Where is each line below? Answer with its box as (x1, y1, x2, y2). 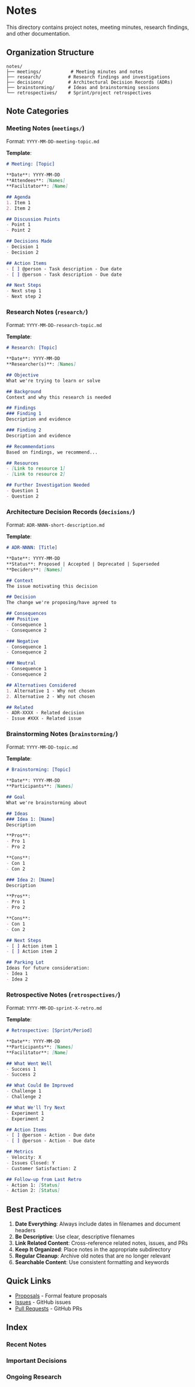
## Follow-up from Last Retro (6, 1176, 82, 1182)
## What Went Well (6, 1061, 52, 1067)
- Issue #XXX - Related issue (6, 715, 82, 722)
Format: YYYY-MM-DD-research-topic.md (6, 322, 102, 329)
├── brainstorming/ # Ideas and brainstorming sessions (6, 84, 160, 90)
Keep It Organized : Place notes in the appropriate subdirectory (14, 1246, 171, 1253)
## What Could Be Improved (6, 1082, 74, 1089)
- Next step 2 (6, 293, 42, 300)
